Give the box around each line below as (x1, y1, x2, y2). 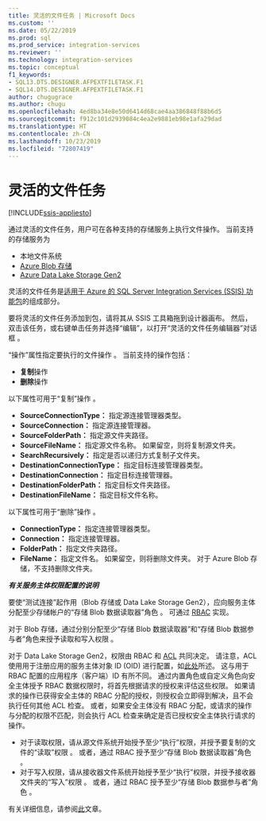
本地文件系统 (19, 251, 62, 261)
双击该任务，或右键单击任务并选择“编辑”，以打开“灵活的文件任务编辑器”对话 (8, 323, 257, 333)
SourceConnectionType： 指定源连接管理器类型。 (19, 411, 186, 420)
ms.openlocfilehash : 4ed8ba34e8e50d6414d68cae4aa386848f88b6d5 (8, 108, 222, 116)
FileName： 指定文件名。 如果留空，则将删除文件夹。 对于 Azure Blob (19, 554, 249, 563)
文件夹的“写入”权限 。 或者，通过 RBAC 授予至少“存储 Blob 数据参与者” (19, 777, 252, 787)
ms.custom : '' (8, 19, 56, 27)
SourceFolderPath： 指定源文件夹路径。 (19, 431, 153, 440)
